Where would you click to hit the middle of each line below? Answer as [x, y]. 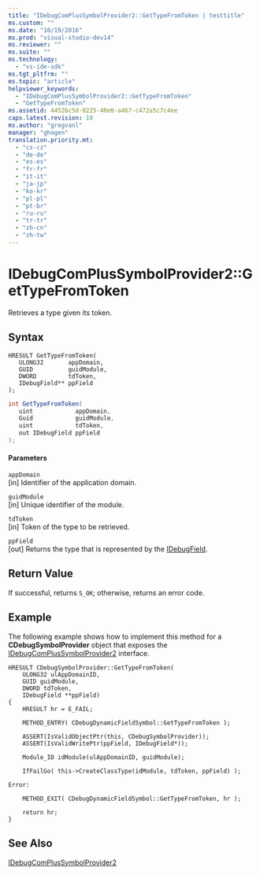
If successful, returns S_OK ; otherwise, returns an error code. [106, 592]
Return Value [41, 574]
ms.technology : [33, 60]
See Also [30, 843]
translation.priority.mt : [50, 140]
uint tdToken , [61, 426]
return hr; [40, 812]
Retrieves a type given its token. [60, 313]
